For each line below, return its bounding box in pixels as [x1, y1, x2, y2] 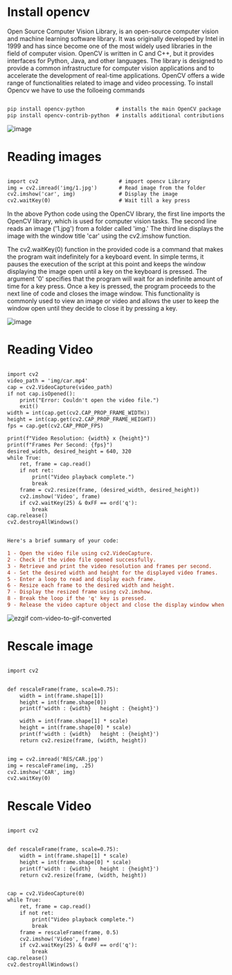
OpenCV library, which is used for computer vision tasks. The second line [7, 217, 217, 225]
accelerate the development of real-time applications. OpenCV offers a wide [7, 71, 225, 80]
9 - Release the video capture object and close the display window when [7, 601, 225, 609]
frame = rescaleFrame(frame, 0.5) [19, 929, 119, 936]
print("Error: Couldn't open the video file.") [19, 397, 159, 404]
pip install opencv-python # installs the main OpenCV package [7, 105, 222, 112]
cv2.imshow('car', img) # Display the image [7, 191, 178, 198]
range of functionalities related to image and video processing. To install [7, 78, 213, 87]
